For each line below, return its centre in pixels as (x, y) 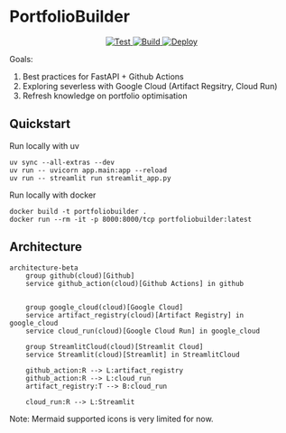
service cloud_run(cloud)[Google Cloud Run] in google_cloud (143, 331)
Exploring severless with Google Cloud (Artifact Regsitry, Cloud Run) (150, 86)
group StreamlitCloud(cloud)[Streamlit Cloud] (115, 346)
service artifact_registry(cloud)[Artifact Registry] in (135, 315)
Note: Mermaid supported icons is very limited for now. (111, 419)
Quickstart (40, 124)
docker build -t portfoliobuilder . (78, 211)
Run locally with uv (44, 145)
